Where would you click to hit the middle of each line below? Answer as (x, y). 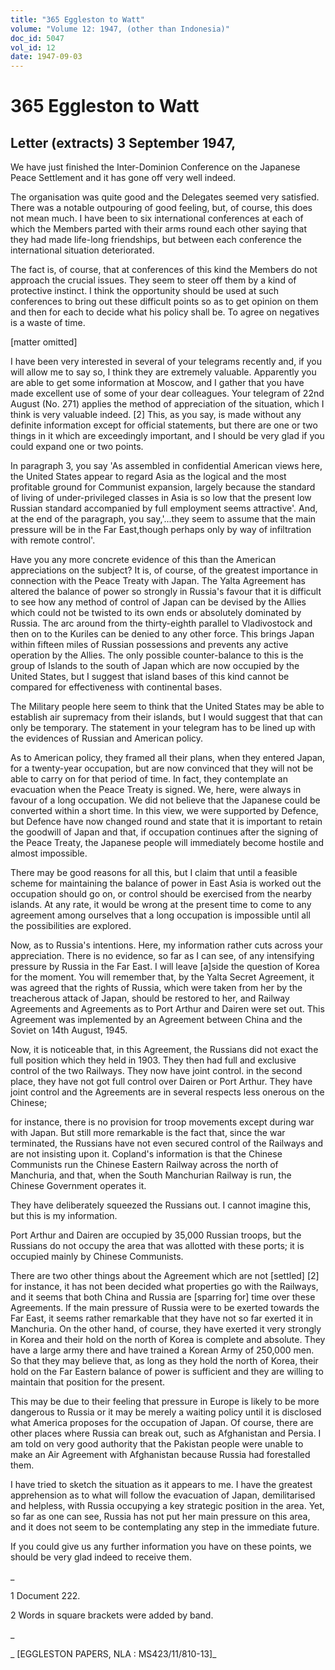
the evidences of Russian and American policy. (107, 738)
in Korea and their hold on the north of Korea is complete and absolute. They (168, 1340)
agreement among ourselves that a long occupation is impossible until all (160, 915)
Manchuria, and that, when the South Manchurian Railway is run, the (151, 1175)
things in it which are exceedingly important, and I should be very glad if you (167, 436)
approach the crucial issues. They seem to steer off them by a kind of (153, 280)
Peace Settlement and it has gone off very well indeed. (123, 178)
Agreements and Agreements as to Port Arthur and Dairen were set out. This (167, 1009)
